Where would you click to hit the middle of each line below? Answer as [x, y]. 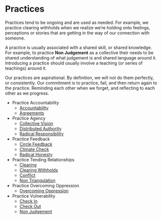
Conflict [27, 175]
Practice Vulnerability [34, 196]
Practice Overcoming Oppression [46, 185]
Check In [28, 201]
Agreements [32, 113]
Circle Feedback [36, 144]
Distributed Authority [40, 128]
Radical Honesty [36, 154]
